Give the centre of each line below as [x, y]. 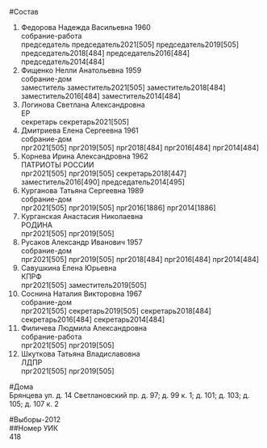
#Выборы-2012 [35, 419]
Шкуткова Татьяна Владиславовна [80, 354]
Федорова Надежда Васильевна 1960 [86, 27]
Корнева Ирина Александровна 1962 [84, 156]
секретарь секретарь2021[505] [75, 122]
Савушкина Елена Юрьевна [69, 268]
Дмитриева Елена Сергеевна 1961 [80, 130]
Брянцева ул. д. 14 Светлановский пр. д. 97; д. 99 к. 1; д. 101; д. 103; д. [129, 395]
